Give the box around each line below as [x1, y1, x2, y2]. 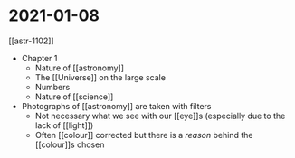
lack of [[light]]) [34, 119, 94, 131]
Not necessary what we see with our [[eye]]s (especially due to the [34, 110, 286, 121]
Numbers [34, 81, 71, 92]
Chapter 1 [21, 52, 58, 63]
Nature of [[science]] [34, 91, 114, 102]
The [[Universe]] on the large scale [34, 71, 167, 82]
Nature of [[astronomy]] [34, 62, 124, 73]
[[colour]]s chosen [34, 139, 105, 150]
